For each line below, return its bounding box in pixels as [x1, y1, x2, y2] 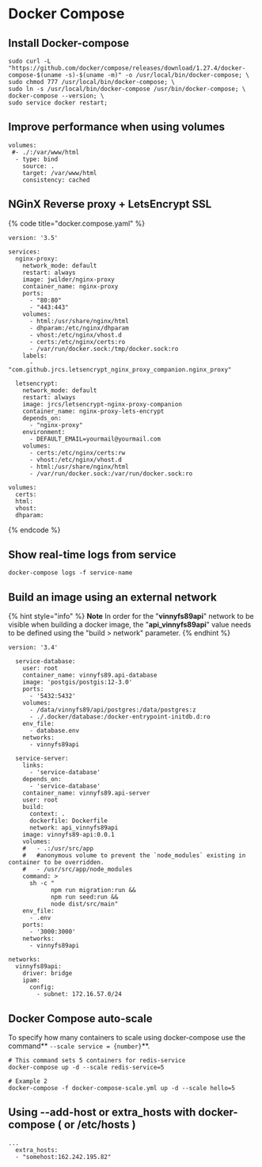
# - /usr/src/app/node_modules [22, 865, 133, 874]
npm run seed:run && [50, 893, 119, 902]
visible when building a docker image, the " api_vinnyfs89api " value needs [8, 620, 252, 630]
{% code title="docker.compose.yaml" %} [8, 219, 146, 228]
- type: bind [15, 155, 59, 163]
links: [22, 761, 44, 769]
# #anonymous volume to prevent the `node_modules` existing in [22, 852, 246, 860]
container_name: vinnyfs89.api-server [22, 789, 150, 797]
